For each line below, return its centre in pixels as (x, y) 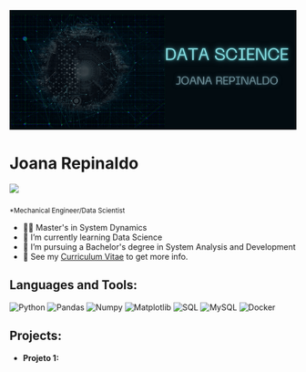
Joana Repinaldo (74, 164)
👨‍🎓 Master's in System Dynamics (85, 227)
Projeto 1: (41, 357)
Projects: (36, 336)
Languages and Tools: (74, 285)
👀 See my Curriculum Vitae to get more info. (105, 256)
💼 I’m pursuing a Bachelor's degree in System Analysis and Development (159, 246)
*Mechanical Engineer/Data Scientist (67, 211)
